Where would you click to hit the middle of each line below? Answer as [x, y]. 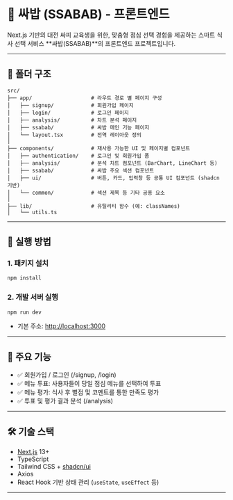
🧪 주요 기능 [29, 356]
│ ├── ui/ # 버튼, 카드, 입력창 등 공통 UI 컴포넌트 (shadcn [113, 178]
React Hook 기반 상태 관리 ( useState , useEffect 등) [88, 482]
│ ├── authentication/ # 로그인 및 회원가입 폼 [78, 156]
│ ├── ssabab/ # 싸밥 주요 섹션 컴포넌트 [81, 170]
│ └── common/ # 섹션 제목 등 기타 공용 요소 [86, 193]
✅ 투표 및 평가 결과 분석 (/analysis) [65, 401]
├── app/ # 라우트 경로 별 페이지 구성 [85, 98]
